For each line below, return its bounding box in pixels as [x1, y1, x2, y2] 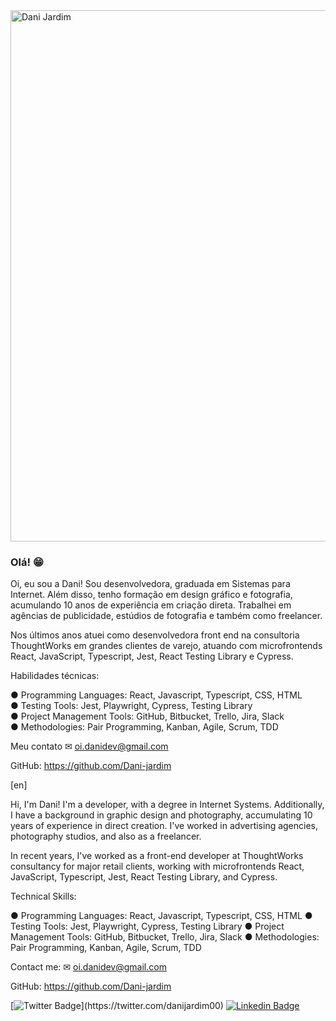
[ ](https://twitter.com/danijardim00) [10, 1000, 224, 1012]
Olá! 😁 [10, 555, 44, 569]
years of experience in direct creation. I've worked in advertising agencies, [10, 820, 319, 832]
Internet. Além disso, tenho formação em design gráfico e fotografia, [10, 589, 293, 601]
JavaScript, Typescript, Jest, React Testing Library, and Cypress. [10, 871, 278, 883]
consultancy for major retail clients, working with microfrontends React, [10, 860, 305, 873]
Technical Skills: [10, 890, 77, 903]
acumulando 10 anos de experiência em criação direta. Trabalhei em [10, 599, 292, 611]
